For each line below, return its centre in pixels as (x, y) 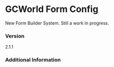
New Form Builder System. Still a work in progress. (57, 23)
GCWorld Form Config (52, 9)
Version (15, 36)
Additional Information (33, 60)
